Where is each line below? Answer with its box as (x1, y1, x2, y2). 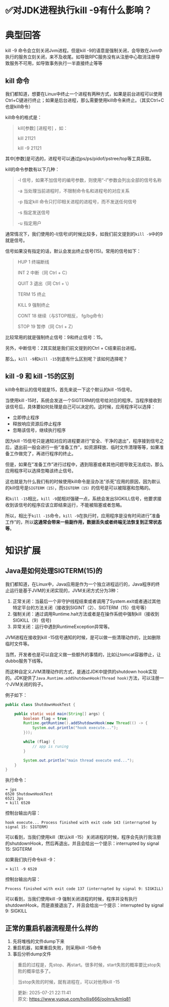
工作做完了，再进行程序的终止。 (9, 450, 76, 456)
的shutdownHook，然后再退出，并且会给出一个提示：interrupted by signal (5, 840, 159, 847)
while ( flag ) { (23, 739, 55, 744)
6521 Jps (5, 796, 24, 801)
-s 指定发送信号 (17, 209, 50, 215)
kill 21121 (17, 135, 36, 141)
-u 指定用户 (17, 220, 42, 226)
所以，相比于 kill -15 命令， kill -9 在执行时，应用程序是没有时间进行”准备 (5, 513, 160, 519)
